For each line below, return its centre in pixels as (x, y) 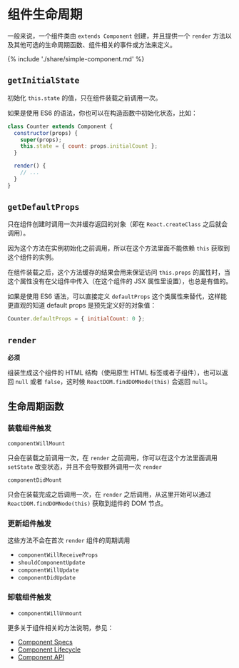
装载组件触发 (30, 428)
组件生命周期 (45, 15)
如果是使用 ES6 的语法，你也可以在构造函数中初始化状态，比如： (102, 113)
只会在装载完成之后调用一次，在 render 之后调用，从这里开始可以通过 (110, 494)
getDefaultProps (44, 207)
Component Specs (45, 642)
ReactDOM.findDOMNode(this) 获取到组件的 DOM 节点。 (87, 503)
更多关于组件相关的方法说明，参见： (61, 628)
